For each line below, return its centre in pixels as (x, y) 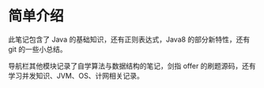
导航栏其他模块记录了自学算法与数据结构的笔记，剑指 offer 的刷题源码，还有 (132, 66)
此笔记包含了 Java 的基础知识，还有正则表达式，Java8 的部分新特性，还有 (129, 39)
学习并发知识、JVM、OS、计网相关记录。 (76, 75)
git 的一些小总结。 (38, 49)
